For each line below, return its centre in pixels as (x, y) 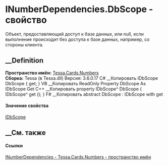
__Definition (24, 61)
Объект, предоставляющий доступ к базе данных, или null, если (74, 34)
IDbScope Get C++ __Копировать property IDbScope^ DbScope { (74, 89)
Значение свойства (27, 106)
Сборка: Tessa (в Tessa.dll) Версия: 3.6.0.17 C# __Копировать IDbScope (82, 78)
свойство (26, 20)
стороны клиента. (24, 44)
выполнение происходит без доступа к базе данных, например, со (77, 39)
